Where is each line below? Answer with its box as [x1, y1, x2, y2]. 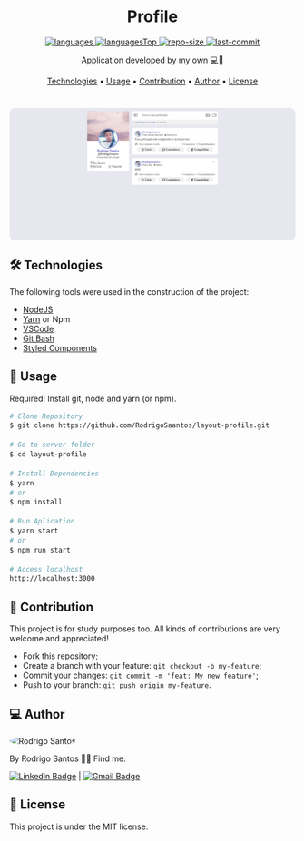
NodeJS [22, 304, 54, 315]
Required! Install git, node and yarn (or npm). [9, 393, 177, 404]
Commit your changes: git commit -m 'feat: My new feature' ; [22, 670, 259, 681]
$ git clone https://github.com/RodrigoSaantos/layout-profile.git [9, 421, 270, 430]
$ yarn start [9, 526, 59, 536]
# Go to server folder [9, 440, 95, 450]
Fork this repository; [22, 650, 98, 661]
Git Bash [22, 333, 54, 344]
